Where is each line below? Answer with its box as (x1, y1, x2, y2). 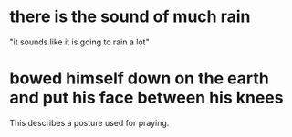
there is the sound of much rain (9, 6, 251, 27)
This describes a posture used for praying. (9, 117, 170, 128)
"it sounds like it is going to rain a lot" (9, 36, 150, 47)
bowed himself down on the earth (9, 68, 269, 89)
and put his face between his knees (9, 88, 284, 108)
